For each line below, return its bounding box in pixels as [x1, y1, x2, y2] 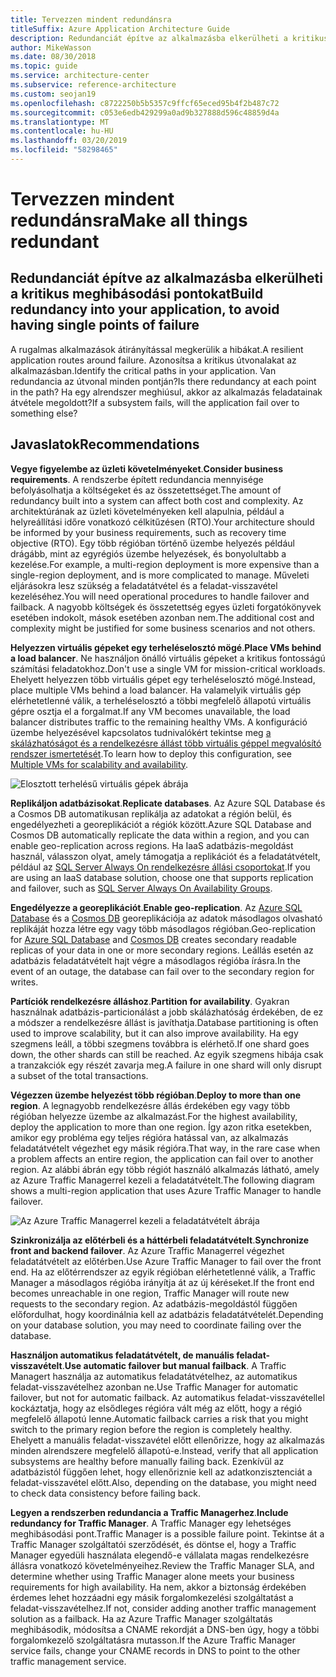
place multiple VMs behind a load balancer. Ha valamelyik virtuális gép [10, 684, 302, 696]
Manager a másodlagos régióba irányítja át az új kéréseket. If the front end [10, 1276, 315, 1288]
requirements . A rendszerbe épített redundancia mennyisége [10, 473, 264, 485]
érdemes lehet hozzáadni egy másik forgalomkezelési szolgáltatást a [10, 1591, 294, 1603]
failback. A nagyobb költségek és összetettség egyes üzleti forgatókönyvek [10, 601, 322, 613]
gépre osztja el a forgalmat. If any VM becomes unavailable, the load [10, 705, 291, 717]
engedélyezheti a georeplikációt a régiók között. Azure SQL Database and [10, 818, 312, 830]
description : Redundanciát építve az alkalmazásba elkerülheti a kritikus [10, 33, 329, 43]
